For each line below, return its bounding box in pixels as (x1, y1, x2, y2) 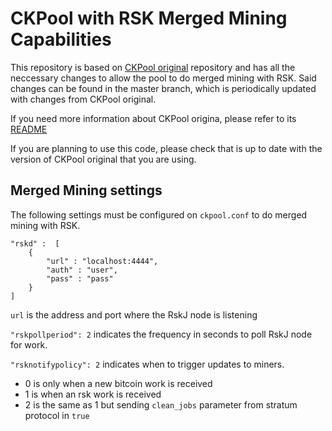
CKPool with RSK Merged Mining (10, 7, 288, 30)
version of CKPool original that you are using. (10, 153, 197, 165)
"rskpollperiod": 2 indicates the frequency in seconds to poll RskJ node (10, 328, 313, 340)
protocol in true (24, 409, 90, 421)
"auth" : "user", (46, 265, 118, 275)
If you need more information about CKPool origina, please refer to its (10, 112, 297, 124)
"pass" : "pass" (46, 273, 114, 284)
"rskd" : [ (10, 238, 60, 249)
